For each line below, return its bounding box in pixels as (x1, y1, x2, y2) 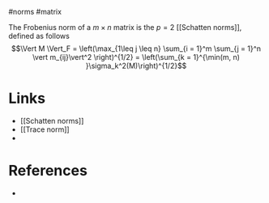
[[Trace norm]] (19, 125, 70, 134)
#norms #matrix (8, 7, 62, 16)
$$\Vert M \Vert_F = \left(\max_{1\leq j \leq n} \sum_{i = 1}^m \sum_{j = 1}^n (11, 44, 262, 53)
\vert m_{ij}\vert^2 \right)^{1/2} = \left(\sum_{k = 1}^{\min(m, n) (32, 53, 241, 61)
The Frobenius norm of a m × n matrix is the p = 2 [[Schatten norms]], (8, 23, 242, 32)
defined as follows (8, 32, 70, 40)
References (8, 162, 88, 180)
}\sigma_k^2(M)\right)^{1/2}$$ (85, 61, 187, 70)
